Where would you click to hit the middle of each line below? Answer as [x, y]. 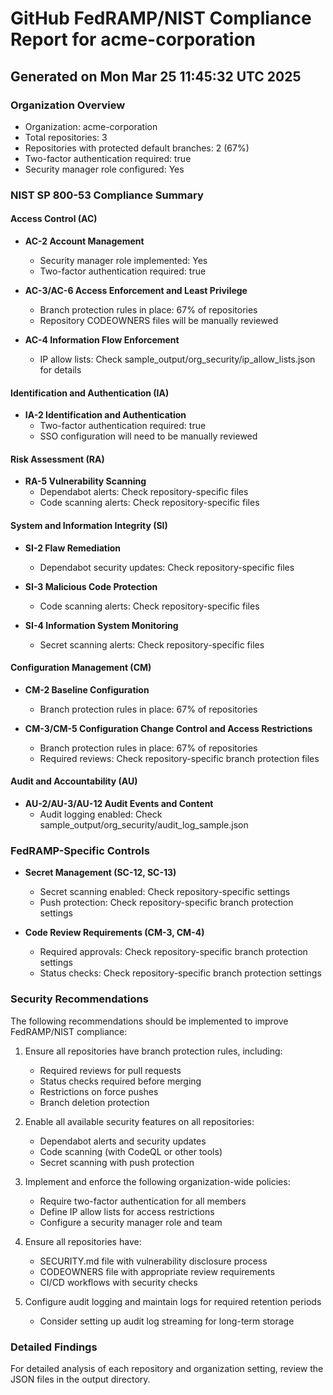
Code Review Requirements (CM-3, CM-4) [114, 933]
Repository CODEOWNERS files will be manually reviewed [159, 320]
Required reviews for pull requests [110, 1070]
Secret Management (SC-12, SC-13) [100, 873]
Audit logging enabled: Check [101, 814]
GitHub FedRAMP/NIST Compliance [161, 18]
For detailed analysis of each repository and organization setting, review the [167, 1368]
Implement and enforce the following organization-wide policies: [157, 1181]
